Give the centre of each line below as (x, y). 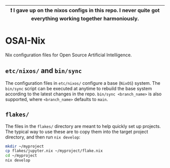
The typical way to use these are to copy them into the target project (77, 131)
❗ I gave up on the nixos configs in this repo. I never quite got (85, 10)
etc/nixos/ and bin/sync (44, 71)
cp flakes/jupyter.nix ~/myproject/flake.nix (54, 151)
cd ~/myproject (21, 156)
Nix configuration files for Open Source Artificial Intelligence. (69, 55)
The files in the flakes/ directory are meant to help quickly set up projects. (83, 126)
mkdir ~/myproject (25, 146)
